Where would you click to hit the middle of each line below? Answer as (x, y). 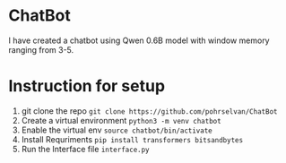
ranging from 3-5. (41, 49)
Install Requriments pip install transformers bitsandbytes (132, 139)
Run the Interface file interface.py (85, 149)
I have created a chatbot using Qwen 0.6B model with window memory (139, 40)
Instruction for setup (87, 86)
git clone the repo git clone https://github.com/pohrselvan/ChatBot (149, 111)
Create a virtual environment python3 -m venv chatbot (121, 120)
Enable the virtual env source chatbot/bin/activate (117, 130)
